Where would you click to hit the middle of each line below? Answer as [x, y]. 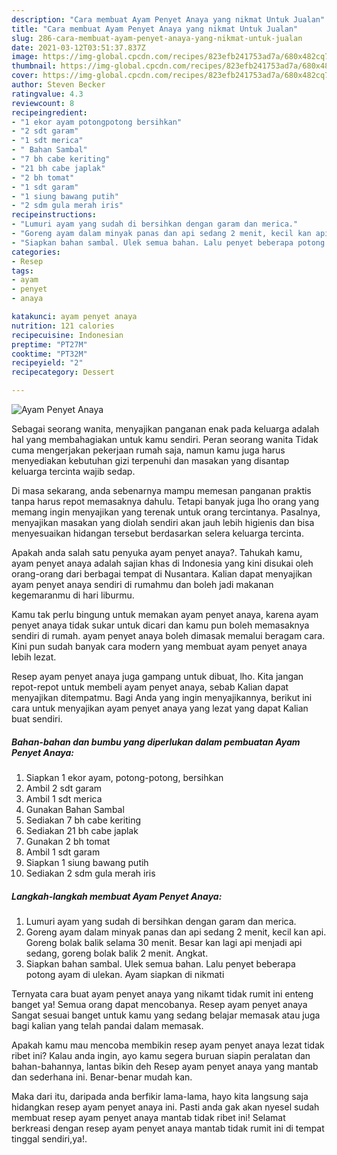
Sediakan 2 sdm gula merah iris [90, 873]
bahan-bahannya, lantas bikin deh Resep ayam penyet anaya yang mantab [165, 1066]
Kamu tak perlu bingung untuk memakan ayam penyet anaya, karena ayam [165, 614]
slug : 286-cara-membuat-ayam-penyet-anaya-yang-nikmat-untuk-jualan [157, 38]
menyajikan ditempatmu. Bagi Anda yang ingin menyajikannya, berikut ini [162, 697]
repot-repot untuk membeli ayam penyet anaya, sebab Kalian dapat [150, 687]
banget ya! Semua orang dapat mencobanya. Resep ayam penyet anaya [159, 1004]
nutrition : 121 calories [63, 326]
